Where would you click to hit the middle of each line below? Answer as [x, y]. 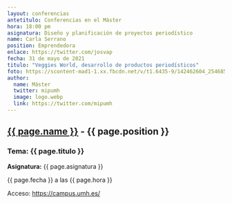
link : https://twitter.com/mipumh [63, 104]
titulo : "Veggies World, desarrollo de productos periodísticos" [103, 65]
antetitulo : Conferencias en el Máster [65, 20]
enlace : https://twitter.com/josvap [60, 53]
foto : [15, 71]
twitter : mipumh [37, 91]
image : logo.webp [38, 98]
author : [18, 78]
